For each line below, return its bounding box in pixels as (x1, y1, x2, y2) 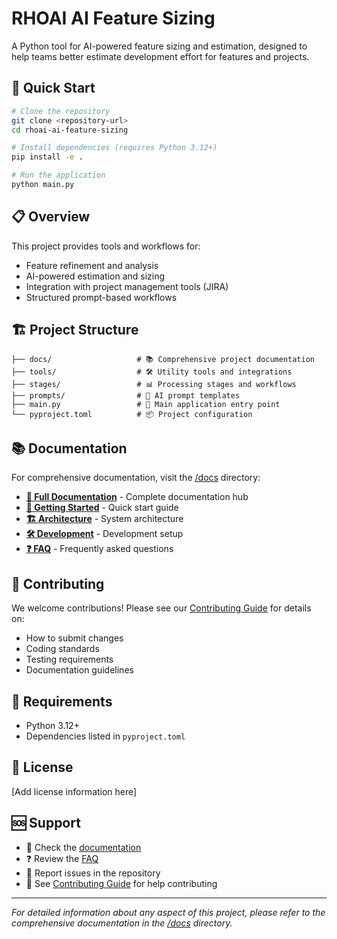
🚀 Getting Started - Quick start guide (25, 502, 179, 514)
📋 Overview (11, 208, 91, 226)
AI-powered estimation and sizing (25, 270, 166, 282)
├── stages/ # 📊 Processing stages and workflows (11, 379, 297, 389)
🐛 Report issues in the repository (25, 867, 161, 879)
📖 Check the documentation (25, 841, 142, 853)
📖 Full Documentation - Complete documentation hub (25, 491, 249, 503)
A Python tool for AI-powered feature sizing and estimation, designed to (11, 40, 308, 52)
